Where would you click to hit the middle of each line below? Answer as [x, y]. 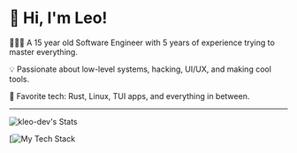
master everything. [43, 51]
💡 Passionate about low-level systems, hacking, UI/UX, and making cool [141, 69]
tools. [19, 79]
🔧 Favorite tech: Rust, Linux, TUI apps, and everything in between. [129, 96]
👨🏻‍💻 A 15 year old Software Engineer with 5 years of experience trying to [142, 42]
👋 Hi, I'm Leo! [58, 18]
